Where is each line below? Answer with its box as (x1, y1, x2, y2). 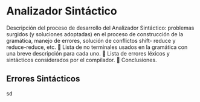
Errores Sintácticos (6, 74, 80, 84)
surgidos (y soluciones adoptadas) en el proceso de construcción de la (6, 30, 184, 37)
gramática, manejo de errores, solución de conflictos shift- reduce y (6, 37, 176, 44)
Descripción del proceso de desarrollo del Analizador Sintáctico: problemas (6, 24, 195, 31)
